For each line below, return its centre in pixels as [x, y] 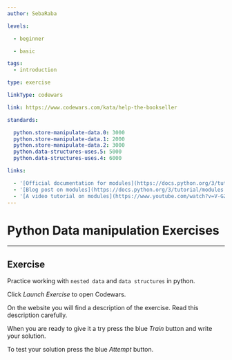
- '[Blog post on [38, 190]
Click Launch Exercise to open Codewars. [67, 294]
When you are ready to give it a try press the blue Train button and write [110, 329]
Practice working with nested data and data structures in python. [101, 281]
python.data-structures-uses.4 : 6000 [68, 159]
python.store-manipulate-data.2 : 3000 [69, 145]
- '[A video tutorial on [49, 196]
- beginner [29, 39]
